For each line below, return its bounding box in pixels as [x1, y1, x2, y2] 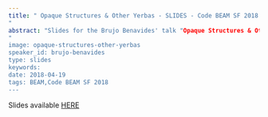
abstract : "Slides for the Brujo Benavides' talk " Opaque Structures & [8, 26, 251, 34]
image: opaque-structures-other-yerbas [8, 41, 141, 49]
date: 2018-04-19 [8, 71, 66, 79]
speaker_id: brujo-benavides [8, 49, 105, 57]
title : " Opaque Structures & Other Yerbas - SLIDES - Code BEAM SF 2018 [8, 11, 259, 20]
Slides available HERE [8, 100, 80, 110]
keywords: [8, 64, 41, 72]
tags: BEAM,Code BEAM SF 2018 [8, 78, 109, 86]
